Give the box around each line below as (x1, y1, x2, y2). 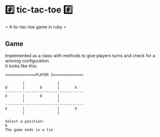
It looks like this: (5, 63, 37, 69)
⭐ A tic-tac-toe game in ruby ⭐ (5, 24, 67, 30)
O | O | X (5, 85, 77, 90)
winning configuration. (5, 58, 50, 63)
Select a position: (5, 119, 45, 124)
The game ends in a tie (5, 127, 53, 132)
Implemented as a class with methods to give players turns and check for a (5, 52, 156, 59)
